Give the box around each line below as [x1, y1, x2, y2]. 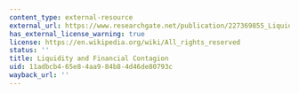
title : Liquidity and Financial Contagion [9, 54, 169, 63]
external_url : [9, 21, 62, 30]
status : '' [9, 46, 50, 55]
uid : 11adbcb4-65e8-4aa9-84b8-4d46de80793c [9, 63, 174, 72]
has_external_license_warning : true [9, 29, 145, 38]
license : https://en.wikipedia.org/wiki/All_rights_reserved [9, 37, 241, 47]
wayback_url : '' [9, 71, 69, 80]
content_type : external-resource [9, 12, 133, 22]
